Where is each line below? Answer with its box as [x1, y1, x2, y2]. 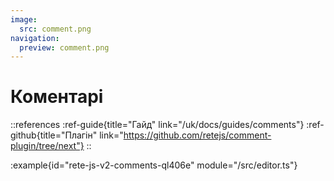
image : [10, 14, 38, 25]
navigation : [10, 33, 60, 43]
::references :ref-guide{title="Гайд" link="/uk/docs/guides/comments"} [10, 119, 305, 131]
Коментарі [10, 86, 104, 108]
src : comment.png [19, 24, 92, 34]
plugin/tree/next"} [10, 140, 85, 152]
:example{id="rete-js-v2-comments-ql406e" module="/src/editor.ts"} [10, 159, 298, 171]
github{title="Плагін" [10, 129, 98, 141]
